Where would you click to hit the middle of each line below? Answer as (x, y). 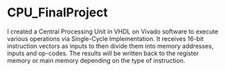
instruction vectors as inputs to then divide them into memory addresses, (110, 46)
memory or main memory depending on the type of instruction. (96, 60)
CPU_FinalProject (58, 13)
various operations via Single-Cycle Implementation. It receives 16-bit (105, 38)
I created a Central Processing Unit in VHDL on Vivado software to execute (113, 31)
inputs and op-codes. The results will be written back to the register (103, 53)
